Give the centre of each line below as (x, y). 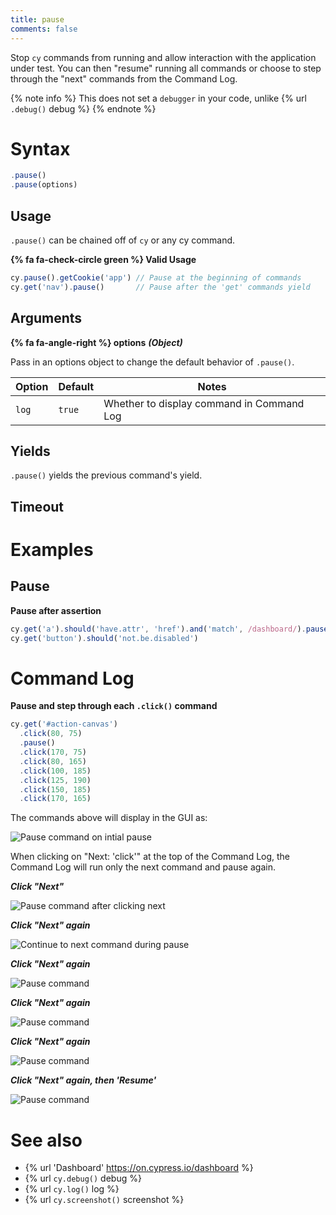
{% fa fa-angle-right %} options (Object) (96, 342)
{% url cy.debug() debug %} (83, 1178)
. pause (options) (44, 185)
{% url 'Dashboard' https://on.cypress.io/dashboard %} (139, 1168)
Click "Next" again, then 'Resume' (83, 1080)
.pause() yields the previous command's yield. (106, 475)
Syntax (40, 148)
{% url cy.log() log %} (72, 1189)
